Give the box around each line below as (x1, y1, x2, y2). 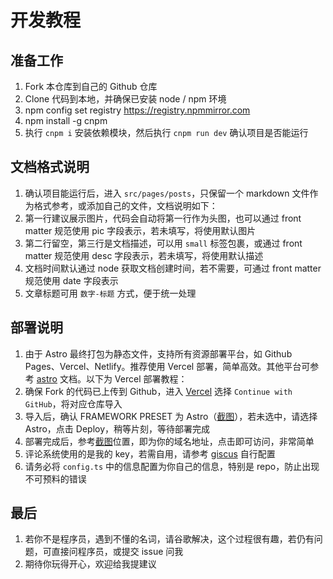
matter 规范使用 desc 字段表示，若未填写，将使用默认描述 (24, 249, 264, 261)
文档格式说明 (10, 159, 90, 176)
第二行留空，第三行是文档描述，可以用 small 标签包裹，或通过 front (24, 237, 303, 249)
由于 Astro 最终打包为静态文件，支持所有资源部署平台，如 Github (24, 347, 293, 360)
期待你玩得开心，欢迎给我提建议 (24, 558, 157, 570)
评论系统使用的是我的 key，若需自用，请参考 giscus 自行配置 (24, 447, 276, 460)
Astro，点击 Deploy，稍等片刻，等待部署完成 (24, 422, 211, 435)
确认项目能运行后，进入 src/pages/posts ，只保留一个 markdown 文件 (24, 187, 310, 199)
